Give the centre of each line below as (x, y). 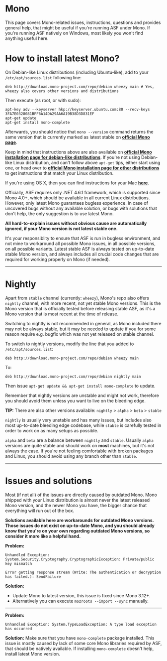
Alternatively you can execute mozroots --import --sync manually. (81, 601)
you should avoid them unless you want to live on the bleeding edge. (75, 400)
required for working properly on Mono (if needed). (58, 259)
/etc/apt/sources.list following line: (43, 77)
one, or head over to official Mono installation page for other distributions (82, 168)
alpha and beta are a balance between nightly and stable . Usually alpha (80, 440)
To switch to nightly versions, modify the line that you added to (70, 344)
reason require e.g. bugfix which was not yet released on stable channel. (80, 334)
